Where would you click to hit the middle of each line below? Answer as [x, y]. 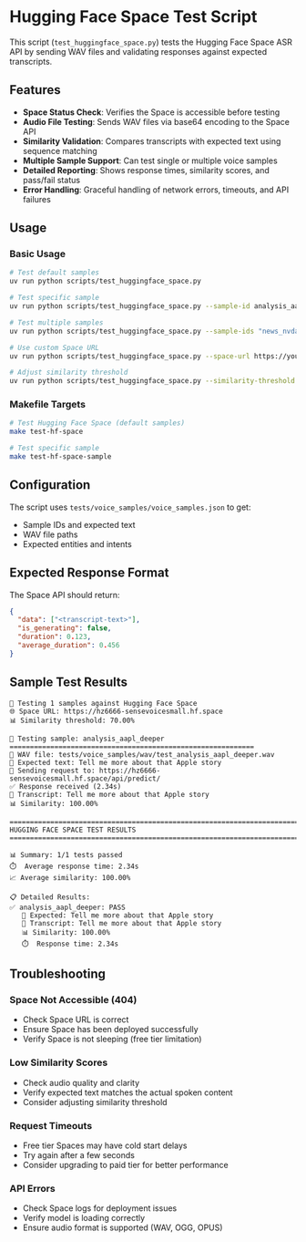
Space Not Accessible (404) [73, 999]
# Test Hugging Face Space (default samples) [97, 423]
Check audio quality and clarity [81, 1082]
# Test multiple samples [56, 322]
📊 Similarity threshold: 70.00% [72, 720]
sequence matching [60, 150]
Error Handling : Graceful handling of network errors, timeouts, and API [156, 190]
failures [37, 199]
